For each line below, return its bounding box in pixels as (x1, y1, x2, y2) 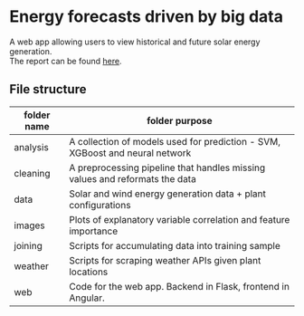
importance (69, 225, 119, 237)
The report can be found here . (9, 55, 122, 66)
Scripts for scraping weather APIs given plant (69, 254, 261, 266)
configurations (69, 198, 131, 211)
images (14, 219, 45, 232)
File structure (9, 81, 87, 97)
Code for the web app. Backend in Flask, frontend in (69, 280, 290, 292)
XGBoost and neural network (69, 147, 192, 159)
